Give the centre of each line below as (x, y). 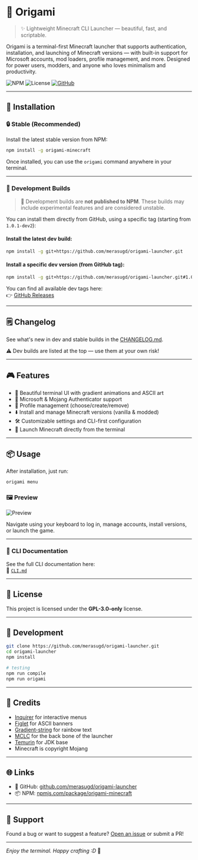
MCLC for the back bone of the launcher (64, 736)
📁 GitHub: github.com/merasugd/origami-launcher (76, 787)
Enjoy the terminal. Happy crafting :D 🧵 (54, 851)
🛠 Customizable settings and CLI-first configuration (78, 421)
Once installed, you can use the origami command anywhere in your (89, 161)
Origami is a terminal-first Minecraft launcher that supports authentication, (96, 46)
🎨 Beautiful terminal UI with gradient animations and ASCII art (89, 393)
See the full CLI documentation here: (51, 564)
